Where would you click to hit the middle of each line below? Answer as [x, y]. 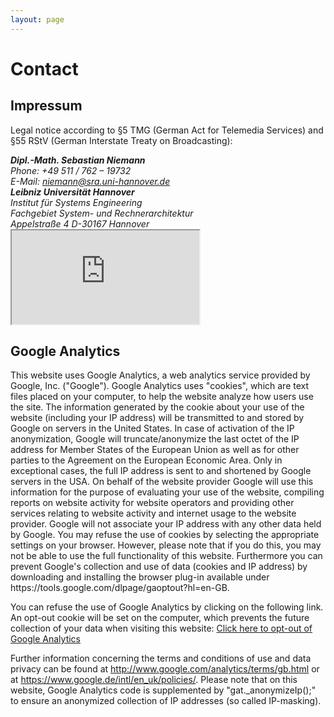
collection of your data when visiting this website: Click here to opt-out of [161, 628]
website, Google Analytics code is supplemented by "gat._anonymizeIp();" [163, 690]
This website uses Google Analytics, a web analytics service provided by [160, 375]
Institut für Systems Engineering [76, 202]
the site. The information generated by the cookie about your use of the [157, 407]
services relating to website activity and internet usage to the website [153, 513]
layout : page [37, 19]
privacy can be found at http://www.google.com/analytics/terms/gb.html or [165, 669]
